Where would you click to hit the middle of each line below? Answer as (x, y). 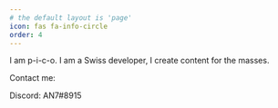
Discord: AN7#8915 (46, 95)
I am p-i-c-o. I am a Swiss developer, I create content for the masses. (139, 61)
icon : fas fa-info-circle (58, 26)
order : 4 (26, 34)
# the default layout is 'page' (71, 18)
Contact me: (33, 78)
